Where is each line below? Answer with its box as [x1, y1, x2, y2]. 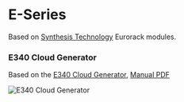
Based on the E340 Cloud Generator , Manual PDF [8, 70, 171, 80]
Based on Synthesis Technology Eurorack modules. [8, 32, 177, 41]
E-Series [8, 6, 67, 24]
